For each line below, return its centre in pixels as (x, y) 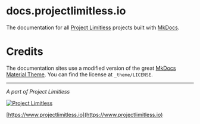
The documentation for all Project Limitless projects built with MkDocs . (93, 27)
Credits (25, 52)
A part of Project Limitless (38, 91)
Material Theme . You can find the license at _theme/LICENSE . (79, 74)
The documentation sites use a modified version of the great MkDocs (91, 68)
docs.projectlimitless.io (66, 11)
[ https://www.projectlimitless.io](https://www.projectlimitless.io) (85, 114)
